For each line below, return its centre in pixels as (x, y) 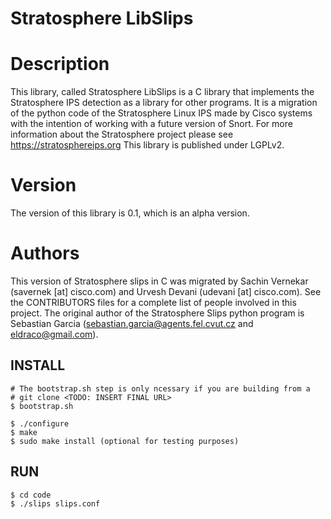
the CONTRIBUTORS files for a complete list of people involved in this (153, 302)
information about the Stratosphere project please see (122, 134)
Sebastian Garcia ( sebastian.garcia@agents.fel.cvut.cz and (132, 323)
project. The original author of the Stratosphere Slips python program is (157, 313)
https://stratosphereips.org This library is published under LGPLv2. (147, 145)
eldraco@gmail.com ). (54, 334)
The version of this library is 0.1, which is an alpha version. (130, 213)
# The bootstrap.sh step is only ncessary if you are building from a (160, 388)
